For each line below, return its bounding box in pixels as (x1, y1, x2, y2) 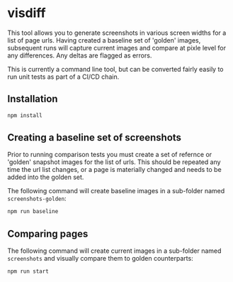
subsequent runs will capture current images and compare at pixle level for (7, 43, 227, 52)
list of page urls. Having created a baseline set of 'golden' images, (7, 36, 201, 44)
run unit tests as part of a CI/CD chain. (7, 72, 120, 81)
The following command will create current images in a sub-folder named (7, 246, 222, 255)
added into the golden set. (7, 173, 84, 182)
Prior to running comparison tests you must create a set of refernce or (7, 151, 212, 159)
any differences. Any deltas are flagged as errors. (7, 51, 152, 60)
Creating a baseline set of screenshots (7, 131, 182, 143)
